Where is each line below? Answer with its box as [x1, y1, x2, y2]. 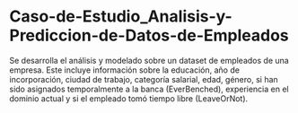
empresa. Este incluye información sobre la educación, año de [9, 65, 241, 75]
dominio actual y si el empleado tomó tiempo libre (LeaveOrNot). [9, 92, 249, 104]
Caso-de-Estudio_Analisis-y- [9, 6, 233, 27]
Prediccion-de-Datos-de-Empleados [9, 25, 289, 46]
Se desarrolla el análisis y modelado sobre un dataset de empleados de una [9, 55, 289, 65]
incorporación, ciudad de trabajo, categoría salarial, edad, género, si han [9, 74, 278, 84]
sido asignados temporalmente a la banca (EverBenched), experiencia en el [9, 83, 289, 94]
